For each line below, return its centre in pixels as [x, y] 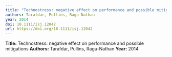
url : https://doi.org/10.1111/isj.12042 [49, 29]
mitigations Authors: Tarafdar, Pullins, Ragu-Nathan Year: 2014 [72, 49]
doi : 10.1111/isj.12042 [31, 24]
